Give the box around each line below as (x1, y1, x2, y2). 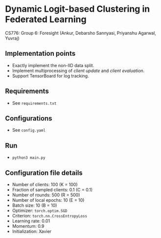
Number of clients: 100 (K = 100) (12, 182, 78, 187)
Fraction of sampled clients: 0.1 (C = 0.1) (12, 187, 93, 192)
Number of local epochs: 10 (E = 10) (12, 197, 85, 203)
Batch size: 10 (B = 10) (12, 202, 57, 208)
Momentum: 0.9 (12, 223, 45, 229)
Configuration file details (5, 168, 83, 177)
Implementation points (5, 49, 76, 58)
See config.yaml (12, 127, 46, 133)
